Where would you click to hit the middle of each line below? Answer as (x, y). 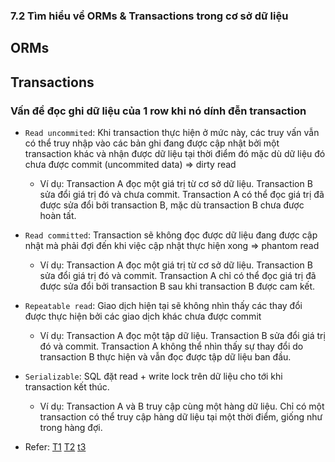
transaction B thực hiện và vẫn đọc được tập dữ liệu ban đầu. (165, 357)
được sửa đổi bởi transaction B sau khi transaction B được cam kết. (177, 286)
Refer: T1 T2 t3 (55, 447)
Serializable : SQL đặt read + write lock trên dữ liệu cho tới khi (153, 376)
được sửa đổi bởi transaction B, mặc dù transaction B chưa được (172, 205)
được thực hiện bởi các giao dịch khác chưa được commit (143, 316)
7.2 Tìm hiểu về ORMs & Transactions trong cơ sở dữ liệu (149, 16)
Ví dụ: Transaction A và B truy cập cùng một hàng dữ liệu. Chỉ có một (182, 406)
